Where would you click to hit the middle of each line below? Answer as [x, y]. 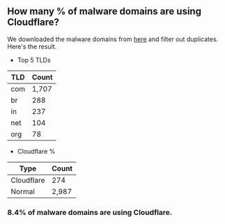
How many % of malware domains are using [104, 11]
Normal [23, 191]
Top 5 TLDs [34, 60]
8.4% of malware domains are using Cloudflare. [90, 212]
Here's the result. [32, 46]
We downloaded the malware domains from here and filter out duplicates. [113, 39]
